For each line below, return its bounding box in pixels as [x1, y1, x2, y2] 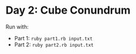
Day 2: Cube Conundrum [5, 4, 131, 17]
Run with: [5, 23, 29, 30]
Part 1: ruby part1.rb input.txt [14, 34, 93, 42]
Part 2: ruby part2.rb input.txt [14, 41, 94, 48]
